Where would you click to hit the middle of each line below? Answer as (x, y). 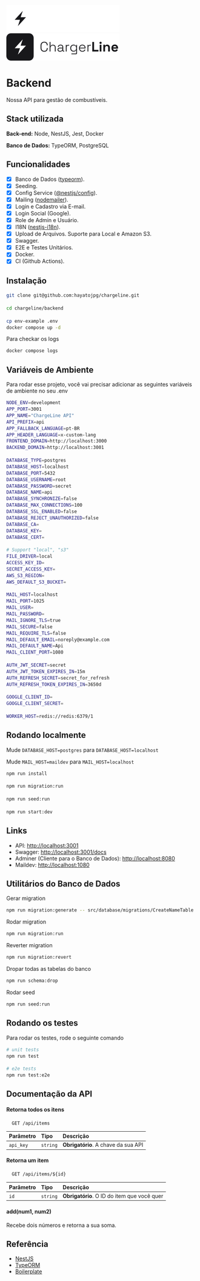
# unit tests (23, 1049)
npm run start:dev (29, 812)
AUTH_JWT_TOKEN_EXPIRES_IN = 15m (46, 671)
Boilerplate (28, 1272)
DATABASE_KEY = (24, 531)
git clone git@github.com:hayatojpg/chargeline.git (73, 296)
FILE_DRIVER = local (29, 556)
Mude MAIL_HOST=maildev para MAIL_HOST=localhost (70, 762)
